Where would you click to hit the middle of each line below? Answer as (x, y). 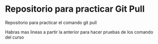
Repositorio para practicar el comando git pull (51, 22)
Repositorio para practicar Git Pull (75, 9)
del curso (15, 37)
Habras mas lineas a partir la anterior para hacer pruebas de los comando (79, 32)
